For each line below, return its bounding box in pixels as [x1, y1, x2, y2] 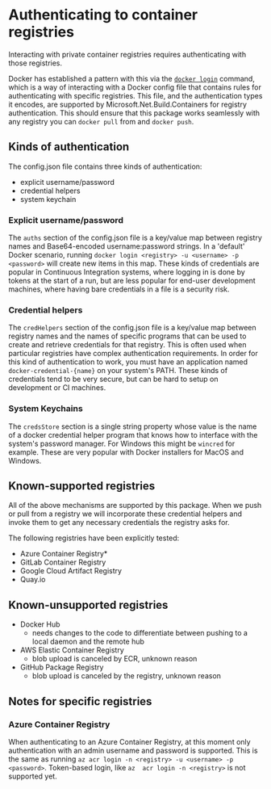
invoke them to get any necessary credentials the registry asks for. [8, 518, 230, 527]
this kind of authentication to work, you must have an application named [8, 357, 248, 367]
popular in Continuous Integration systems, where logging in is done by [8, 267, 246, 277]
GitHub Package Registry [19, 662, 104, 672]
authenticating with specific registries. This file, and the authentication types [8, 90, 263, 100]
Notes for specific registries [8, 695, 152, 708]
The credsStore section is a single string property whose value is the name [8, 422, 257, 431]
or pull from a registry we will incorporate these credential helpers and [8, 509, 243, 518]
